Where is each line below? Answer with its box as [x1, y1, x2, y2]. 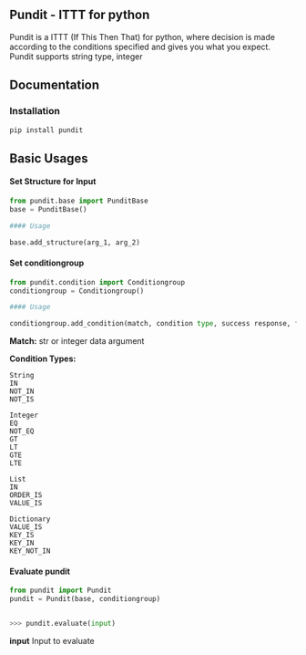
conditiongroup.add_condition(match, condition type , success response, [9, 319, 291, 328]
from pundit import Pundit [9, 586, 112, 596]
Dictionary [9, 515, 51, 524]
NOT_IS [9, 395, 35, 404]
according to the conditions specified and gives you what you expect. [9, 41, 271, 52]
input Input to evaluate [9, 636, 95, 646]
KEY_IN [9, 538, 35, 548]
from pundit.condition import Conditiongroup [9, 277, 185, 286]
